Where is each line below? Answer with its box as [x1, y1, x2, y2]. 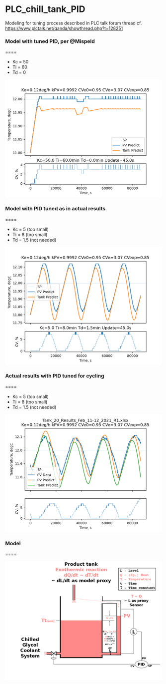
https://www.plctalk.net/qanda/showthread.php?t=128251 [5, 25, 123, 31]
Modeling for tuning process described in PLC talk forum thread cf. [5, 20, 142, 26]
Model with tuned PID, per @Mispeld [5, 37, 95, 44]
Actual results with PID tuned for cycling [5, 372, 104, 379]
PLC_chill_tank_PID [5, 3, 85, 15]
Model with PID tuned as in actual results [5, 205, 106, 212]
